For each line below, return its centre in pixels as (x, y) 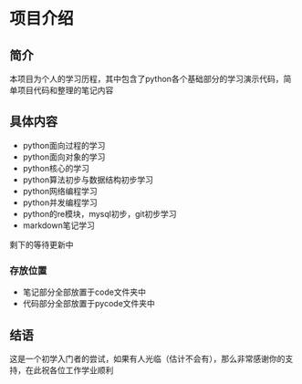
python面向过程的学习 (64, 145)
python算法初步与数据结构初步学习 (88, 180)
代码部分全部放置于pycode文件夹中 (89, 304)
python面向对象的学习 (64, 157)
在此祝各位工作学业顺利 (69, 369)
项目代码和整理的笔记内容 (65, 90)
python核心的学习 (56, 168)
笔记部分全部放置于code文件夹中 (84, 292)
